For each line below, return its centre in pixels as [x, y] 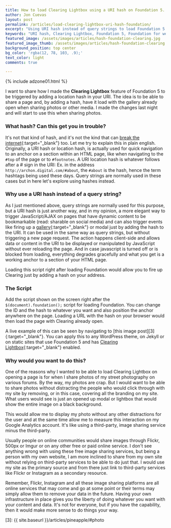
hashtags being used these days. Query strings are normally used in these [83, 175]
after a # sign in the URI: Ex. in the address [50, 165]
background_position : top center [41, 48]
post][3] [146, 331]
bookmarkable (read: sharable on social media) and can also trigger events [84, 222]
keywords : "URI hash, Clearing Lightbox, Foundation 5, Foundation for [83, 34]
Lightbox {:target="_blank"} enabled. [43, 347]
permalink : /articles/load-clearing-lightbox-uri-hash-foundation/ [78, 24]
